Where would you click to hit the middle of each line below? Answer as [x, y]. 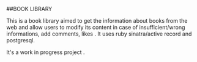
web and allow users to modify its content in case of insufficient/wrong [96, 27]
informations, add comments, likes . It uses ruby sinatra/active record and [99, 34]
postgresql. [20, 40]
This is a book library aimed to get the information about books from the [97, 21]
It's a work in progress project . [46, 52]
